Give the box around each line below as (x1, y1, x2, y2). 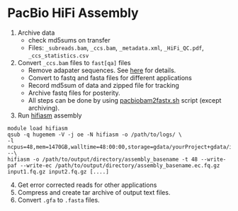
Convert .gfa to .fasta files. (17, 195, 101, 204)
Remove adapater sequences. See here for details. (28, 66, 176, 74)
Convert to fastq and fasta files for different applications (28, 73, 193, 82)
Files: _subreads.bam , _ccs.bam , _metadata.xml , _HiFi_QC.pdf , (28, 43, 204, 52)
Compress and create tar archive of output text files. (17, 188, 171, 196)
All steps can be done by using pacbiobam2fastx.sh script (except (28, 96, 222, 104)
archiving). (28, 103, 60, 112)
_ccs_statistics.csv (28, 52, 89, 59)
